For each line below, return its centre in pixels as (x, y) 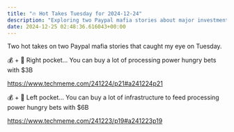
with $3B (20, 70)
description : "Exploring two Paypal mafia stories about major (101, 20)
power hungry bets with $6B (48, 108)
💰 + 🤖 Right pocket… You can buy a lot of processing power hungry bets (112, 60)
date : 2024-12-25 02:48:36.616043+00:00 (67, 26)
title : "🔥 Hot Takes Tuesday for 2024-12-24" (75, 14)
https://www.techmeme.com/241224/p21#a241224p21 (85, 83)
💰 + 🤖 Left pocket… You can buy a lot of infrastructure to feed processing (113, 97)
